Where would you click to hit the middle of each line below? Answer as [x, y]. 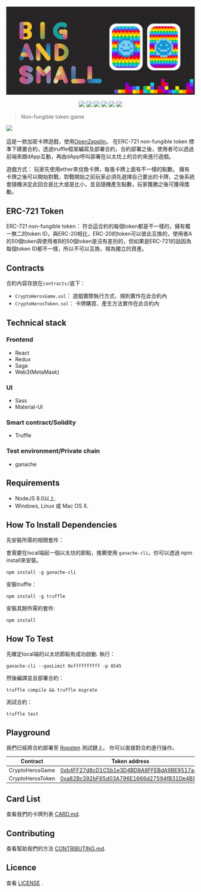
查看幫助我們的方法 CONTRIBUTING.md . [56, 849]
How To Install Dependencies [62, 525]
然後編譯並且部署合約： [35, 678]
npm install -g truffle [36, 597]
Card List [23, 799]
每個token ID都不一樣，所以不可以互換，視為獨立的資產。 [77, 249]
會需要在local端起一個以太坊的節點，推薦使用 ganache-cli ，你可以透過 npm [99, 553]
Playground [28, 732]
